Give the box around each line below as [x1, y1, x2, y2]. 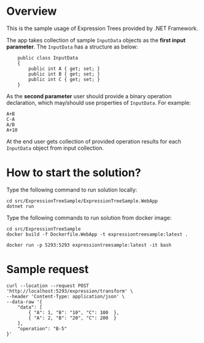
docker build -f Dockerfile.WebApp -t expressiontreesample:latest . [6, 231, 189, 237]
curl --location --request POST [6, 282, 89, 289]
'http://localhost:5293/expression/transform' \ [6, 288, 133, 294]
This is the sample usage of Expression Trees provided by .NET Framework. [6, 25, 198, 32]
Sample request [6, 263, 89, 277]
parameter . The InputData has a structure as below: [6, 43, 138, 50]
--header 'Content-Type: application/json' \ [6, 293, 125, 299]
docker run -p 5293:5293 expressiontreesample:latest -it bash [6, 242, 172, 248]
